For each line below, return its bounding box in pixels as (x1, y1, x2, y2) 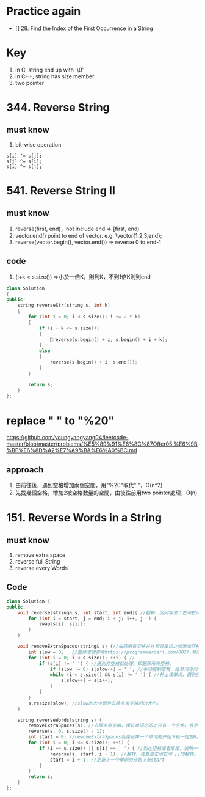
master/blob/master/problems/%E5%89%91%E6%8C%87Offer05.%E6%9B (6, 440, 198, 447)
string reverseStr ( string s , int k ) (17, 303, 111, 309)
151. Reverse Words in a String (6, 511, 162, 525)
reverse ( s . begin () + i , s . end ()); (49, 359, 138, 365)
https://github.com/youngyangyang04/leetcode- (6, 434, 129, 441)
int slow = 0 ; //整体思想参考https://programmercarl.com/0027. (28, 649, 192, 655)
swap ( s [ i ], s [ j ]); (38, 621, 86, 627)
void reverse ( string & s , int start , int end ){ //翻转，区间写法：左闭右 (17, 609, 196, 615)
